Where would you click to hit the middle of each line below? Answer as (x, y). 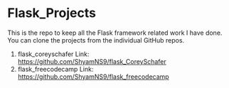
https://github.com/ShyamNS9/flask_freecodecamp (93, 77)
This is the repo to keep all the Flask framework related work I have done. (115, 33)
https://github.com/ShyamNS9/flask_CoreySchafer (92, 61)
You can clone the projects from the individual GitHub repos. (96, 40)
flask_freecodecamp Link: (55, 69)
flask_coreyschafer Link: (53, 54)
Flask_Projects (52, 13)
